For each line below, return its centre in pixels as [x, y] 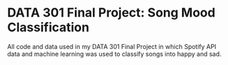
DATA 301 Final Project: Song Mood [112, 13]
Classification [48, 27]
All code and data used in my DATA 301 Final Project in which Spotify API [112, 46]
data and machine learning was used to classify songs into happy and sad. [114, 54]
